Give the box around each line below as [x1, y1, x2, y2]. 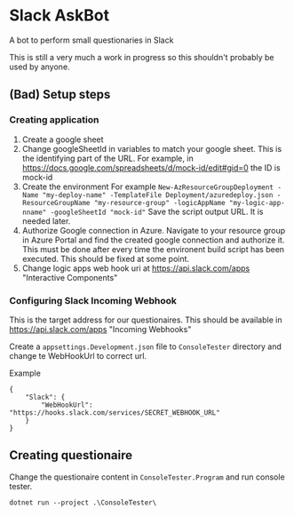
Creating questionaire [9, 448, 133, 463]
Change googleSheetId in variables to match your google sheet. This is [21, 143, 282, 154]
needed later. [21, 215, 71, 226]
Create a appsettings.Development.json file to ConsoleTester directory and [9, 341, 282, 352]
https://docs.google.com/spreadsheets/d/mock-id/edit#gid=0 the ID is [21, 162, 282, 173]
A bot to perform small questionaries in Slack [9, 35, 174, 45]
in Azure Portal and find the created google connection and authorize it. [21, 234, 285, 245]
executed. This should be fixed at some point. [21, 253, 189, 264]
